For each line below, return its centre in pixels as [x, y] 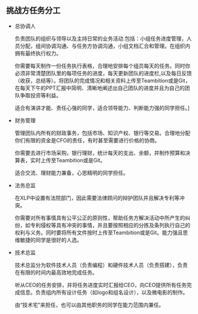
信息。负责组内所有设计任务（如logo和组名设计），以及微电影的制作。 [104, 292]
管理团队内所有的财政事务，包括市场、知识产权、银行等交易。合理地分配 [102, 133]
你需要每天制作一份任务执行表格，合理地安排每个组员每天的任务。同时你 [102, 66]
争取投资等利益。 [41, 95]
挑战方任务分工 [33, 11]
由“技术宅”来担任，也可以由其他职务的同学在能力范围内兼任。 [89, 305]
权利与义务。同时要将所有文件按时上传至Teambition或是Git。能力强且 [99, 233]
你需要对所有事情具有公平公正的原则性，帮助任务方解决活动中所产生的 [100, 218]
